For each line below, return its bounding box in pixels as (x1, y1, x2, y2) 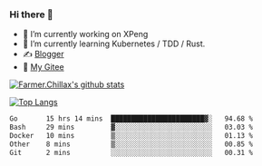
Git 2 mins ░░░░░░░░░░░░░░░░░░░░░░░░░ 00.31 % (9, 148, 254, 157)
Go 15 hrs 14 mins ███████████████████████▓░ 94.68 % (9, 114, 254, 123)
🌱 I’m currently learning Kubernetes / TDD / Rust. (22, 38, 206, 49)
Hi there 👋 (9, 8, 54, 21)
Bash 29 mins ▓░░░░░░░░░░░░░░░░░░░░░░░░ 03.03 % (9, 122, 254, 132)
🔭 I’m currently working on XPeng (22, 29, 149, 40)
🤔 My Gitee (22, 62, 65, 73)
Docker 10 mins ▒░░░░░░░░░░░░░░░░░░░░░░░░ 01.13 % (9, 132, 254, 141)
